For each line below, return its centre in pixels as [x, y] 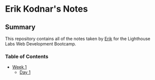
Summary [20, 27]
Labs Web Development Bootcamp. [41, 44]
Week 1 [19, 67]
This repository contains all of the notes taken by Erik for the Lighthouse [78, 39]
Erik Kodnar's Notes [46, 9]
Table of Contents [27, 56]
